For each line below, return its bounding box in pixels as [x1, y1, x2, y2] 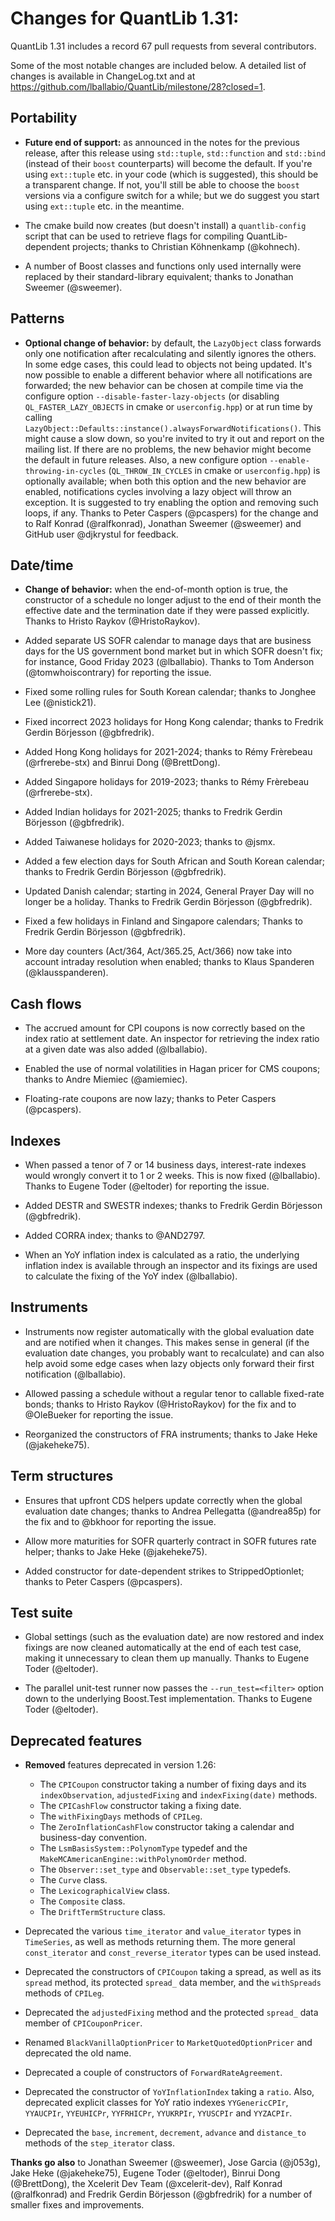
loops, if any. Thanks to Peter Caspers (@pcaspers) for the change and [24, 507, 319, 519]
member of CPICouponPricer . [24, 2017, 143, 2029]
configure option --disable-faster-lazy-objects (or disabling [24, 390, 280, 402]
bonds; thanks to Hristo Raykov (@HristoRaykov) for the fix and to [24, 1398, 297, 1410]
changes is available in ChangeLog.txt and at [10, 70, 196, 82]
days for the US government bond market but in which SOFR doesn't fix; [24, 645, 323, 657]
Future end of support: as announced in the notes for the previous [24, 136, 300, 148]
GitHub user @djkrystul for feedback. [24, 528, 179, 540]
